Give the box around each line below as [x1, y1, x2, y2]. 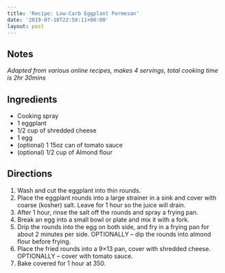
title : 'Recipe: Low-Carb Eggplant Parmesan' [7, 10, 139, 17]
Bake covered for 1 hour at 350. [16, 259, 106, 268]
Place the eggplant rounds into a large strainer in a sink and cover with [16, 193, 217, 202]
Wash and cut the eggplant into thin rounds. [16, 186, 141, 194]
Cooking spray [16, 112, 59, 120]
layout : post [7, 23, 45, 29]
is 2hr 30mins [7, 73, 46, 82]
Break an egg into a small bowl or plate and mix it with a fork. [16, 215, 190, 224]
